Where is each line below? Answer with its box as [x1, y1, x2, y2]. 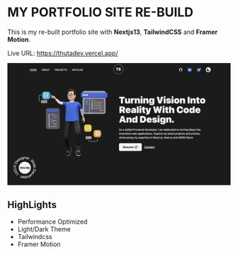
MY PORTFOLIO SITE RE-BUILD [7, 4, 193, 21]
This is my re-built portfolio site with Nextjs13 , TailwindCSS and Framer [7, 28, 218, 36]
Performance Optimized [17, 217, 88, 226]
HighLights [7, 199, 57, 211]
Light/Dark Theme [17, 225, 71, 233]
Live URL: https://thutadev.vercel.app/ [7, 49, 118, 57]
